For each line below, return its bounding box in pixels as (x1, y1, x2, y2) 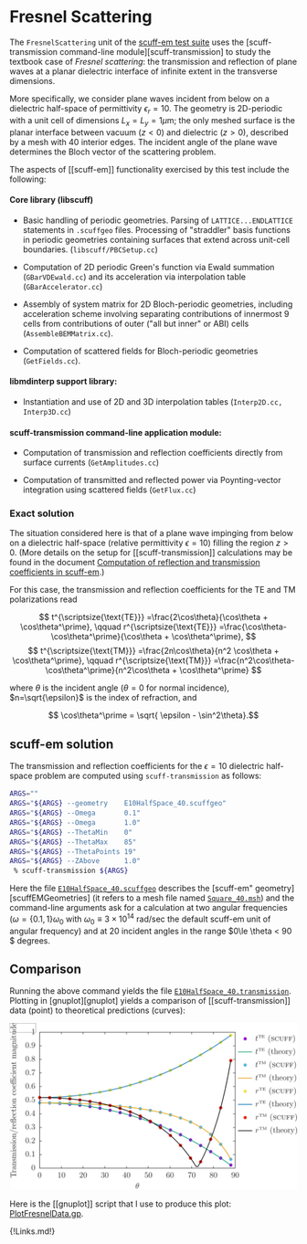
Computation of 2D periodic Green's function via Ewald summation (22, 261, 275, 272)
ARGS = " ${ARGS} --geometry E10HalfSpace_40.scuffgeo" (9, 799, 227, 808)
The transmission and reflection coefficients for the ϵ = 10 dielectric (9, 761, 265, 772)
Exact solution (9, 507, 75, 520)
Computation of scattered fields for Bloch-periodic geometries (22, 345, 259, 356)
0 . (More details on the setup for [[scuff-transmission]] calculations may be (9, 547, 293, 558)
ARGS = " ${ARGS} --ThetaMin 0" (9, 828, 132, 837)
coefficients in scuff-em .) (9, 566, 105, 577)
